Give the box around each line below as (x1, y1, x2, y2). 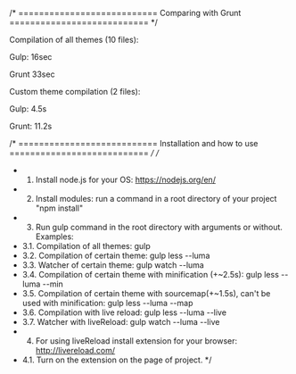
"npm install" (35, 203, 84, 213)
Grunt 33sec (9, 69, 55, 79)
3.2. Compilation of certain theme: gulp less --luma (21, 250, 210, 261)
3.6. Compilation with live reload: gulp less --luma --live (21, 307, 227, 318)
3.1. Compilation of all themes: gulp (21, 241, 152, 251)
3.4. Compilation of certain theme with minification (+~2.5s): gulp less (21, 270, 279, 279)
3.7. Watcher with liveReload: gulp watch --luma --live (21, 317, 220, 327)
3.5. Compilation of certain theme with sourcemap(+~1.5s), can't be (21, 288, 271, 298)
